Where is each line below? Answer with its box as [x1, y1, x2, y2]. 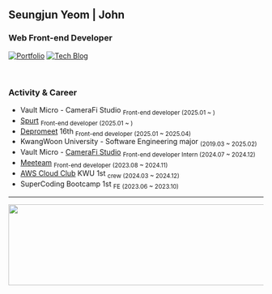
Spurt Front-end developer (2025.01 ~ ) [19, 115, 134, 127]
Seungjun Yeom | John [8, 8, 125, 22]
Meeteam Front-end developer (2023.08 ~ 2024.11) [19, 157, 168, 169]
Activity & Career [8, 87, 78, 98]
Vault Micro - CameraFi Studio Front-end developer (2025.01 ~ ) [19, 104, 216, 117]
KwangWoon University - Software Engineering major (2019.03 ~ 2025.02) [19, 137, 257, 148]
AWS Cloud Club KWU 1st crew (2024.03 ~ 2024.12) [19, 168, 180, 180]
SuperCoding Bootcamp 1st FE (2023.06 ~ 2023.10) [19, 179, 180, 190]
